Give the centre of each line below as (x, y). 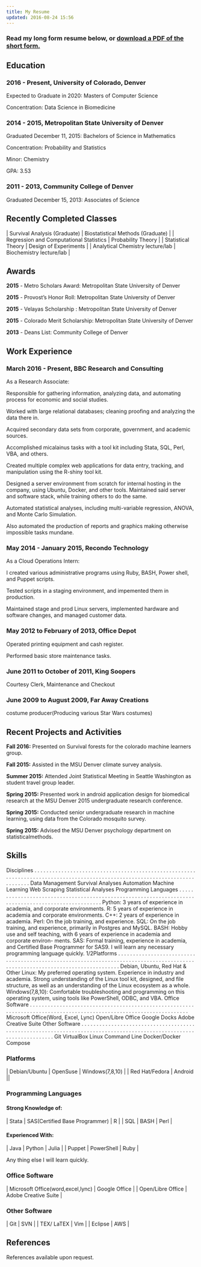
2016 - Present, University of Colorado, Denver (76, 82)
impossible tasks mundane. (40, 533)
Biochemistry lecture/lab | (38, 252)
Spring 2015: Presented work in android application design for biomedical (98, 795)
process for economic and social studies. (57, 400)
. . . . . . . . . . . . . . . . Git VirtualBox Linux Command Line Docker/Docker (94, 1036)
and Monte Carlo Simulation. (42, 515)
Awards (21, 271)
